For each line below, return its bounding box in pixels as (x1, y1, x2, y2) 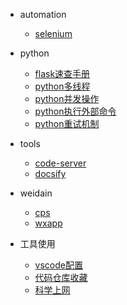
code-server (34, 157, 87, 169)
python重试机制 (34, 118, 100, 129)
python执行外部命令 (34, 105, 117, 117)
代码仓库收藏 (34, 272, 88, 283)
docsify (34, 168, 67, 179)
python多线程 (34, 80, 91, 92)
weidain (19, 187, 53, 199)
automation (19, 9, 67, 20)
